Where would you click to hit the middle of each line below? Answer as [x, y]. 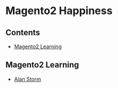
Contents [23, 33]
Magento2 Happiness [59, 11]
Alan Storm [28, 79]
